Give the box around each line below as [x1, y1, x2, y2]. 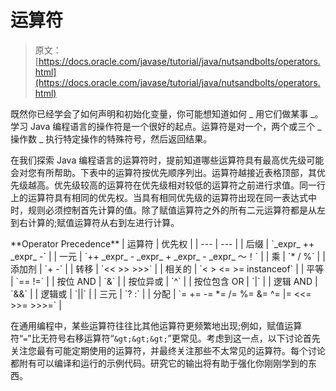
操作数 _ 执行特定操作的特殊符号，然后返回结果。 [10, 132, 213, 145]
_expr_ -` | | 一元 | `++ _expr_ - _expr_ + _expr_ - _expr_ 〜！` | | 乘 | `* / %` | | [10, 250, 326, 262]
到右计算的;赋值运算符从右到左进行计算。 [10, 216, 180, 228]
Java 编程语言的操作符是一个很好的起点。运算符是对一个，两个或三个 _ [29, 120, 322, 132]
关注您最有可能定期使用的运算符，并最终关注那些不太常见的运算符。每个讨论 [10, 344, 326, 356]
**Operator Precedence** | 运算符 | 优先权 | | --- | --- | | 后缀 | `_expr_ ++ [10, 237, 315, 250]
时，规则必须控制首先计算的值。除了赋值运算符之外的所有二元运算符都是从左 [10, 204, 326, 216]
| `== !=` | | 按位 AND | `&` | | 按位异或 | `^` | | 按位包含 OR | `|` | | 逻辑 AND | [10, 275, 318, 287]
